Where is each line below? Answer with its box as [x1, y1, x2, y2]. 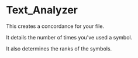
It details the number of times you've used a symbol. [6, 34, 133, 41]
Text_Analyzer [6, 3, 78, 17]
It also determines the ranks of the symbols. [6, 45, 112, 52]
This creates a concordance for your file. [6, 23, 104, 30]
